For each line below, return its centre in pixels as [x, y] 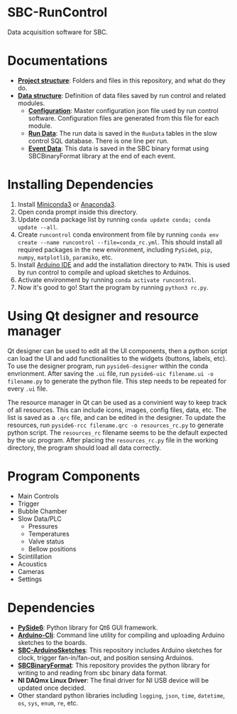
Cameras [31, 571]
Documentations [57, 61]
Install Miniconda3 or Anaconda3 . [67, 204]
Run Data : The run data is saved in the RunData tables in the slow [123, 133]
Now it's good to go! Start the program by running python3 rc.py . [113, 287]
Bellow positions [52, 548]
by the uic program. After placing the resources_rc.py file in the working [113, 440]
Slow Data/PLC [39, 519]
